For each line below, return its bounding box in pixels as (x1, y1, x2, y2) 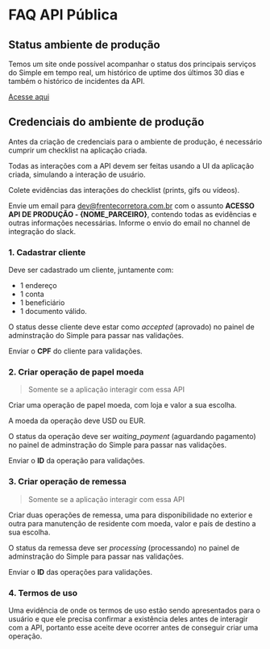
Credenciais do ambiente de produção (8, 115, 205, 129)
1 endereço (19, 281, 58, 291)
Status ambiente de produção (8, 38, 160, 52)
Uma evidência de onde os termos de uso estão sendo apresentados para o (8, 605, 260, 615)
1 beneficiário (19, 298, 65, 308)
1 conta (19, 289, 44, 299)
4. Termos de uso (8, 587, 78, 598)
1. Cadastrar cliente (8, 246, 86, 258)
